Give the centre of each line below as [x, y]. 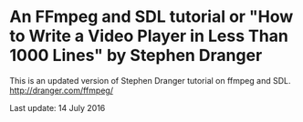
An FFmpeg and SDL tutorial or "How [151, 17]
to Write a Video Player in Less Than [149, 36]
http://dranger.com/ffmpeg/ [62, 90]
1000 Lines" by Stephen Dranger [136, 56]
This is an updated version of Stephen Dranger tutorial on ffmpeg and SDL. [150, 80]
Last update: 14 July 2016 [57, 107]
